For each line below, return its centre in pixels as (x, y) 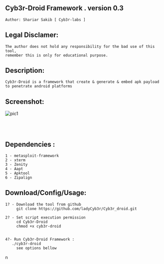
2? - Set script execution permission (45, 217)
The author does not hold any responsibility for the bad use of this (80, 46)
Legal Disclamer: (32, 35)
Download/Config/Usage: (46, 193)
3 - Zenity (16, 165)
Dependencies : (30, 144)
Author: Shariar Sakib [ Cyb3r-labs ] (45, 19)
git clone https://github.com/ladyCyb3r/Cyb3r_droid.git (77, 209)
